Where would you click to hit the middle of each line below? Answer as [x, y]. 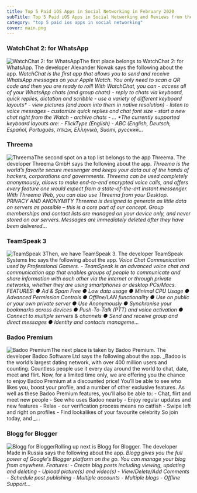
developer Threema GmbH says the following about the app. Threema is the [98, 163]
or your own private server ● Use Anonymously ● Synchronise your [89, 304]
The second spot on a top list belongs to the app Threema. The [110, 157]
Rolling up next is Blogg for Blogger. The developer [116, 446]
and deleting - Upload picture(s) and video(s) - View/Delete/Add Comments [98, 471]
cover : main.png [26, 28]
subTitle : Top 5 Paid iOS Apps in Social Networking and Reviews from [94, 17]
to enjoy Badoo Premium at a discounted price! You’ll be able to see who [94, 381]
